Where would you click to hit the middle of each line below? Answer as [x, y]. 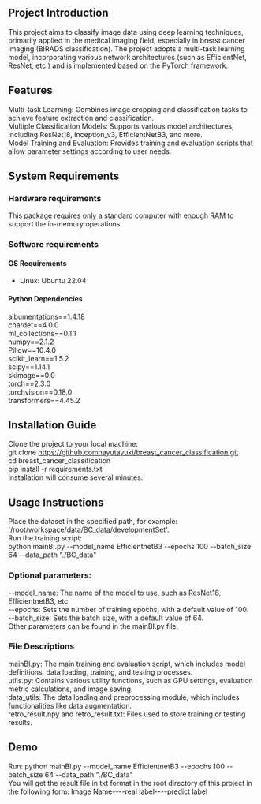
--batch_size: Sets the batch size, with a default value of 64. [106, 618]
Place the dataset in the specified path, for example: [93, 522]
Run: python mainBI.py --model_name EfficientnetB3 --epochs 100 [116, 766]
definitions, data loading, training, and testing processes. [101, 672]
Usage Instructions [56, 502]
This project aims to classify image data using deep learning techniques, [126, 32]
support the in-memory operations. [65, 224]
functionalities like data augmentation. [70, 705]
